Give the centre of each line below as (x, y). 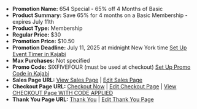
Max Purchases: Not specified (51, 61)
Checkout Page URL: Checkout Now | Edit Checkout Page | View (94, 86)
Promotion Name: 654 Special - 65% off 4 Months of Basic (87, 9)
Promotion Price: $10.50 (43, 41)
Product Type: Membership (47, 28)
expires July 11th (33, 22)
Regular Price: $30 (37, 35)
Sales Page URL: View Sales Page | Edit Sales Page (77, 80)
